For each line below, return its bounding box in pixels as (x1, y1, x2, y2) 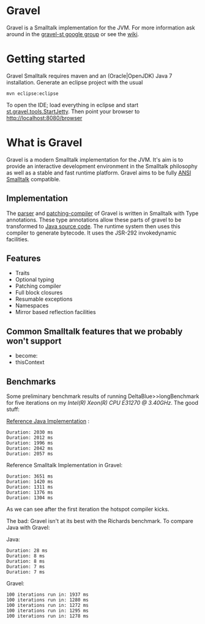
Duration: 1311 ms (6, 484, 53, 491)
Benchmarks (6, 376, 56, 386)
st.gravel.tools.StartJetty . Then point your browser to (6, 108, 140, 115)
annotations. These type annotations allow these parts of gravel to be (6, 216, 182, 224)
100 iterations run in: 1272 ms (6, 603, 89, 609)
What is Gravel (6, 136, 83, 150)
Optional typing (15, 276, 54, 284)
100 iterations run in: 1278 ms (6, 613, 89, 619)
